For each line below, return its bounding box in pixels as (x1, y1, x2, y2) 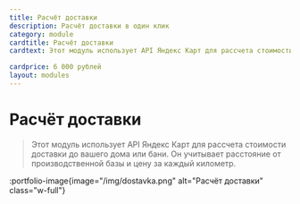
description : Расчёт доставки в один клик (9, 21, 170, 30)
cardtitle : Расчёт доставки (9, 38, 114, 47)
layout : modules (9, 71, 70, 81)
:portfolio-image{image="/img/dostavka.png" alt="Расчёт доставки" (9, 175, 263, 186)
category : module (9, 30, 74, 38)
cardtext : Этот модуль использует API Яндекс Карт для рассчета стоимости (9, 47, 294, 55)
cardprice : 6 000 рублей (9, 63, 102, 72)
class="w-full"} (9, 184, 66, 195)
